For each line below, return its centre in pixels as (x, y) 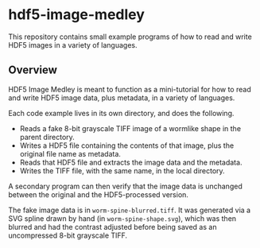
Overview (33, 70)
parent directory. (47, 137)
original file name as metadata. (70, 153)
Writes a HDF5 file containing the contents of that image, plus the (127, 145)
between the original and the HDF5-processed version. (99, 194)
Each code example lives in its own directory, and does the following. (121, 113)
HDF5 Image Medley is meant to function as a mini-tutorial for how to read (130, 89)
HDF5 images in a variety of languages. (73, 45)
